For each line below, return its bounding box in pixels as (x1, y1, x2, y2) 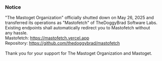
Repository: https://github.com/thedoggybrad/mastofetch (5, 40, 120, 46)
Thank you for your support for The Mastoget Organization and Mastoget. (5, 50, 152, 56)
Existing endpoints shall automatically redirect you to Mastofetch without (5, 25, 150, 31)
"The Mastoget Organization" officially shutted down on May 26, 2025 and (5, 15, 154, 21)
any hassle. (5, 30, 28, 36)
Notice (5, 4, 21, 11)
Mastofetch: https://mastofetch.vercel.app (5, 35, 90, 41)
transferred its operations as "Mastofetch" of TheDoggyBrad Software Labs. (5, 20, 158, 25)
